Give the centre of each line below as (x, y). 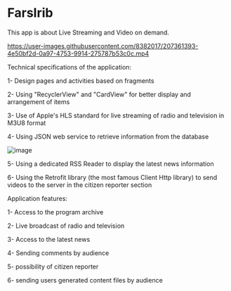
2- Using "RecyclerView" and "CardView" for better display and (99, 94)
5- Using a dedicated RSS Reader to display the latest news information (111, 164)
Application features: (38, 198)
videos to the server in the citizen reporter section (80, 185)
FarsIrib (30, 13)
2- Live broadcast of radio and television (66, 226)
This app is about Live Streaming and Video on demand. (88, 32)
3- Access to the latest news (49, 239)
